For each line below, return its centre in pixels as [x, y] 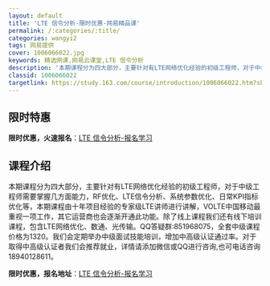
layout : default [35, 16]
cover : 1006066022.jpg [46, 53]
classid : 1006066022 [43, 75]
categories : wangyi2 [43, 38]
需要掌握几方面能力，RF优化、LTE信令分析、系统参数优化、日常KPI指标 [140, 196]
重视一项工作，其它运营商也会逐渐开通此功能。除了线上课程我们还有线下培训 [135, 216]
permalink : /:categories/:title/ [64, 30]
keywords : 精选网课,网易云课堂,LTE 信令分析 [76, 61]
